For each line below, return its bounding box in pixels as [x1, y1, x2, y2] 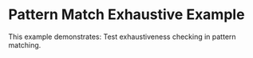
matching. [8, 40, 42, 49]
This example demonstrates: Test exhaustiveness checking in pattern [8, 32, 237, 41]
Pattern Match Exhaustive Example [8, 6, 245, 24]
